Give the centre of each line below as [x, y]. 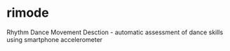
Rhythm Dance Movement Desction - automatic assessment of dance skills [115, 32]
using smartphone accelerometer [55, 39]
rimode [28, 13]
